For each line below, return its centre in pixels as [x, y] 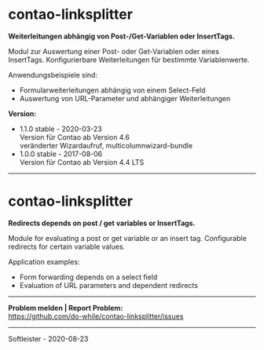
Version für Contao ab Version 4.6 [75, 137]
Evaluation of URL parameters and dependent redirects [109, 285]
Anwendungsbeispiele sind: [53, 75]
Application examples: [44, 261]
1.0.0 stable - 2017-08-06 [61, 154]
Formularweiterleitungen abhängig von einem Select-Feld [112, 90]
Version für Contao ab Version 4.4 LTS [82, 162]
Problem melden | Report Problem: [66, 308]
